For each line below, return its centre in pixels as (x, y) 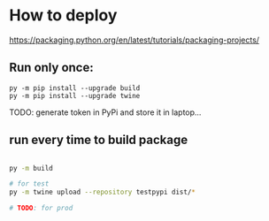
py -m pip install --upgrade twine (75, 95)
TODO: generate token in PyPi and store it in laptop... (105, 112)
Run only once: (52, 68)
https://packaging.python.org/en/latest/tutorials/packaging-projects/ (134, 40)
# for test (29, 184)
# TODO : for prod (41, 209)
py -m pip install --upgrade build (75, 88)
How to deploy (63, 15)
